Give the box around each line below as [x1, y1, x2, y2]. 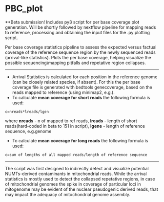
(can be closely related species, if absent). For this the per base [12, 79, 141, 85]
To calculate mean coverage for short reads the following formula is [12, 94, 150, 100]
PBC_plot [5, 3, 43, 14]
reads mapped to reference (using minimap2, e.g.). [12, 89, 115, 95]
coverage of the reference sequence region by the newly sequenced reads [5, 49, 156, 55]
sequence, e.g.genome [5, 128, 52, 134]
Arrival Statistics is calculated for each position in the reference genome [12, 74, 158, 80]
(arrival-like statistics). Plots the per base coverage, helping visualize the [5, 54, 151, 60]
